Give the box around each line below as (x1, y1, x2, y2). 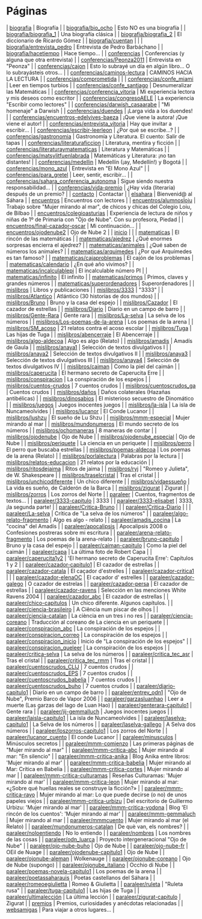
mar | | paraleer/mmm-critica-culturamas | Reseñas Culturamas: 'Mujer (6, 772, 182, 779)
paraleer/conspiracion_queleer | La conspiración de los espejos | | (6, 644, 170, 651)
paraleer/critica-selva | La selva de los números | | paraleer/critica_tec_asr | (6, 650, 194, 657)
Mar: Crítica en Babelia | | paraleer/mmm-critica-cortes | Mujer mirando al (6, 765, 189, 772)
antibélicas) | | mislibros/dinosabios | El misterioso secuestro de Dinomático (6, 395, 194, 402)
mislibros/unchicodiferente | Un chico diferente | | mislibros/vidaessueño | (6, 478, 190, 485)
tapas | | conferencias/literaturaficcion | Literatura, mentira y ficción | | (6, 139, 180, 146)
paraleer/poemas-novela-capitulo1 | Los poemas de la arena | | (6, 867, 162, 874)
